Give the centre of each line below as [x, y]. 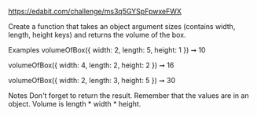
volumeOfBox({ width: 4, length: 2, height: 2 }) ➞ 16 [91, 65]
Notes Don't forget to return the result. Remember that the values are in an [128, 96]
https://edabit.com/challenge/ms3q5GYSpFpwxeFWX [95, 11]
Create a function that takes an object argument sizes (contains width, [122, 26]
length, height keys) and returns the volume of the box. [97, 35]
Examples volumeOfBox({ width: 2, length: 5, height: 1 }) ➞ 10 [107, 50]
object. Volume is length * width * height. [75, 104]
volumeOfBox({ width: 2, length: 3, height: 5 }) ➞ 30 [92, 80]
